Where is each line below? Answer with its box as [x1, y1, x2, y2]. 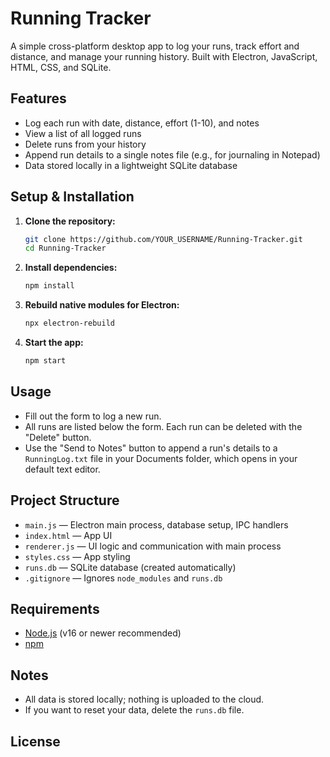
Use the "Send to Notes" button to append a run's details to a [24, 442, 278, 454]
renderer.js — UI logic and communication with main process [24, 540, 282, 552]
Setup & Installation [10, 188, 135, 206]
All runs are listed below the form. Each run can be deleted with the [24, 420, 303, 432]
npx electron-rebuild [24, 318, 115, 329]
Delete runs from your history [24, 138, 147, 150]
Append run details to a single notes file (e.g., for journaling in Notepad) [24, 148, 321, 161]
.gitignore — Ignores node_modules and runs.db [24, 572, 223, 584]
